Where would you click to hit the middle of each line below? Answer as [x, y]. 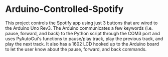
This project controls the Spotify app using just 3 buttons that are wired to [81, 23]
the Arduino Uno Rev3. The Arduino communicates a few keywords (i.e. [79, 28]
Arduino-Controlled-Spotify [64, 9]
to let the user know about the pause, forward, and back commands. [76, 49]
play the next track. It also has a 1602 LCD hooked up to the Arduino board [82, 44]
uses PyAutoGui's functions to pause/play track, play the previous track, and [84, 39]
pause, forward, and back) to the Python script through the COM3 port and [83, 33]
